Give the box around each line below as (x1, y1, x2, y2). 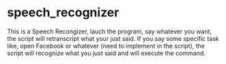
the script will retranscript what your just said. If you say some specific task (7, 34, 220, 42)
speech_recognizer (7, 5, 119, 20)
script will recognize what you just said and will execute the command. (7, 49, 206, 57)
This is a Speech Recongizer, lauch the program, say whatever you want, (7, 27, 212, 35)
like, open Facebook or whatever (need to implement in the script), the (7, 42, 206, 50)
